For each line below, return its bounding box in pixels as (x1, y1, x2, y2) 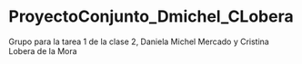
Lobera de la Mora (8, 45, 78, 56)
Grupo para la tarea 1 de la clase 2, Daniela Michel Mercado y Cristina (8, 36, 269, 47)
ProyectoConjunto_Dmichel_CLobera (8, 6, 294, 27)
